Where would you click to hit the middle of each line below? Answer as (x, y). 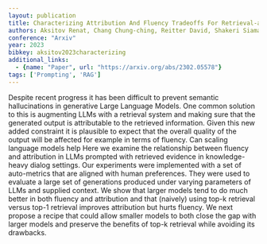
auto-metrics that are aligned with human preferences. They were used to (129, 173)
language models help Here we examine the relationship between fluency (128, 148)
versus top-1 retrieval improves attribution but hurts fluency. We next (120, 207)
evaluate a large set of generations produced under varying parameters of (130, 182)
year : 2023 (26, 45)
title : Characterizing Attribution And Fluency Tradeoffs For (113, 23)
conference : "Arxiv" (43, 38)
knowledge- (225, 157)
